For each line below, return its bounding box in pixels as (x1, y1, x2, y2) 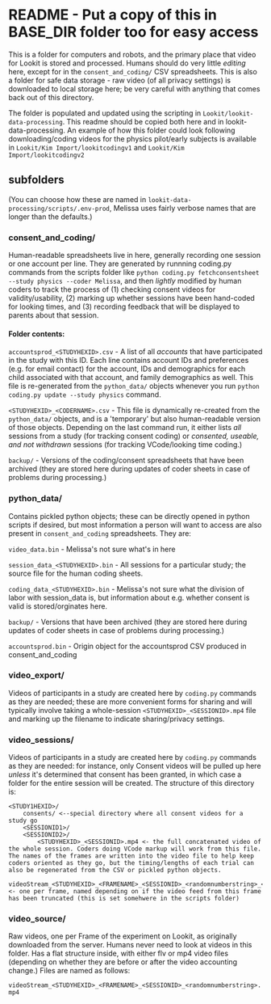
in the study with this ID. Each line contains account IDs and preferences (8, 356, 249, 365)
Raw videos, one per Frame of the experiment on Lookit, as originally (8, 931, 237, 941)
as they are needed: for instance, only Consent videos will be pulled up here (8, 761, 261, 771)
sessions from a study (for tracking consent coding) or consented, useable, (8, 431, 260, 441)
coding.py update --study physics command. (8, 390, 161, 399)
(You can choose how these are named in (8, 194, 147, 204)
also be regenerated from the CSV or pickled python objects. (8, 867, 222, 875)
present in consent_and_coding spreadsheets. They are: (8, 528, 192, 538)
